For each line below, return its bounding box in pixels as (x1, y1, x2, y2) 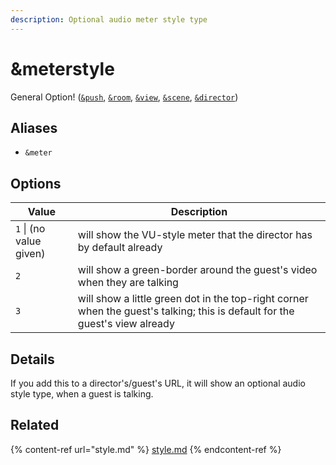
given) (15, 247, 46, 261)
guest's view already (77, 317, 175, 331)
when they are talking (77, 276, 179, 290)
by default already (77, 241, 163, 255)
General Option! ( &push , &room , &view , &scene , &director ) (10, 91, 239, 103)
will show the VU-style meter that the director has (77, 228, 313, 242)
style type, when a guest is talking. (10, 388, 154, 400)
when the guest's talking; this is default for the (77, 304, 295, 318)
